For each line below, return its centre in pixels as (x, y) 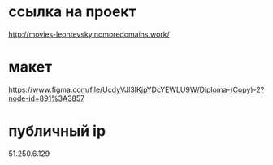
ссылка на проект (72, 12)
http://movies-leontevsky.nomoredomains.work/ (89, 34)
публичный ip (57, 131)
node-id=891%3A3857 (47, 98)
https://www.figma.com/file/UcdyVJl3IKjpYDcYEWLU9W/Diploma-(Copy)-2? (136, 89)
